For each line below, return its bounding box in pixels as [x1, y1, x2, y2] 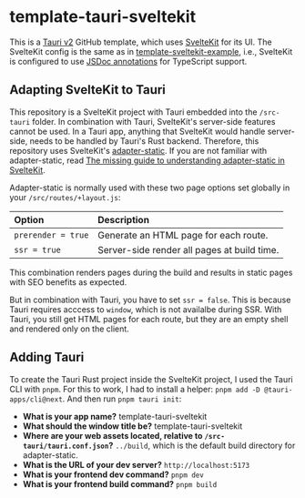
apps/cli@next [9, 394, 64, 404]
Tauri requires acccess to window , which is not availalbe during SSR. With [9, 303, 282, 315]
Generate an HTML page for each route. [97, 229, 269, 241]
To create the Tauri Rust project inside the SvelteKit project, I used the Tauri [9, 373, 293, 384]
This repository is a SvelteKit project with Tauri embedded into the [9, 107, 258, 117]
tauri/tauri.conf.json [22, 442, 109, 451]
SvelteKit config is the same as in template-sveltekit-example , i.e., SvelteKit [9, 46, 293, 56]
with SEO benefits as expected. [9, 276, 127, 288]
